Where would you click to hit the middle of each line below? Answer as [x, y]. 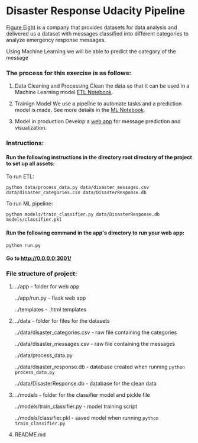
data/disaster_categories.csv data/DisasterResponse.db [76, 193]
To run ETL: [20, 176]
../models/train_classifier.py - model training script [76, 406]
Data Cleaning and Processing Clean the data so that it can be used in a [102, 86]
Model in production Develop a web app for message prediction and [98, 121]
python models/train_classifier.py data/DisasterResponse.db [83, 214]
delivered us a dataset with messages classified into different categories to [98, 33]
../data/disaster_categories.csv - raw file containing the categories [96, 332]
